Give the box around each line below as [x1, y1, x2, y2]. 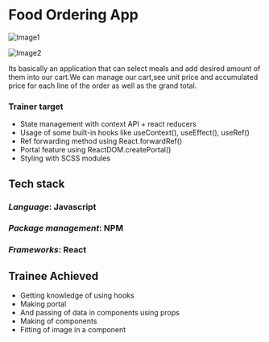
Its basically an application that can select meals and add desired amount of [8, 63, 261, 73]
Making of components [19, 316, 97, 326]
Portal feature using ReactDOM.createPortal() [19, 145, 172, 155]
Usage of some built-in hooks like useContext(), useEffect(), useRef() [19, 127, 250, 138]
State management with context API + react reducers [19, 119, 197, 129]
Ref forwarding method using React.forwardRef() [19, 136, 183, 146]
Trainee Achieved [8, 269, 99, 283]
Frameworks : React [8, 244, 87, 256]
